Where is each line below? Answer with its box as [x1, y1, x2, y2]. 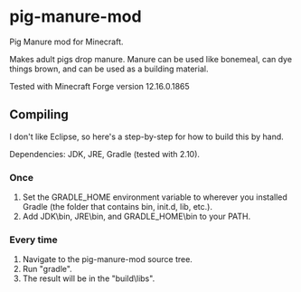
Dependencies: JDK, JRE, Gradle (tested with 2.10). [9, 148, 201, 159]
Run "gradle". [22, 264, 72, 275]
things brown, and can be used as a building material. [9, 63, 209, 74]
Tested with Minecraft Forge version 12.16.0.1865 [9, 80, 190, 91]
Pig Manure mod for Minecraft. [9, 36, 124, 47]
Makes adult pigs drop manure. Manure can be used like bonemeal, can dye [9, 53, 292, 64]
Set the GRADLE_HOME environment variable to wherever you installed [22, 192, 287, 203]
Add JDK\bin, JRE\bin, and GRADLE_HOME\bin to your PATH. [22, 211, 251, 222]
